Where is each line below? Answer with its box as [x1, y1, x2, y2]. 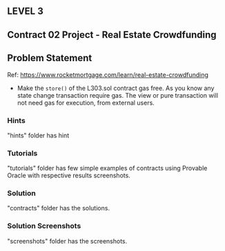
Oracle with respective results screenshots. [7, 171, 131, 179]
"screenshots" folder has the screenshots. [7, 237, 128, 245]
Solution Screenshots [7, 221, 81, 231]
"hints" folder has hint [7, 131, 70, 140]
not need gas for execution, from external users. [17, 98, 155, 107]
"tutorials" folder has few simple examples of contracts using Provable [7, 164, 208, 173]
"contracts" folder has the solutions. [7, 204, 110, 212]
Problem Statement [7, 52, 92, 64]
